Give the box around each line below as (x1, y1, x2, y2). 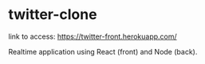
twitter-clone (8, 6, 97, 24)
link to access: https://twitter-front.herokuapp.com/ (8, 32, 177, 41)
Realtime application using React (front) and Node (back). (8, 47, 198, 56)
